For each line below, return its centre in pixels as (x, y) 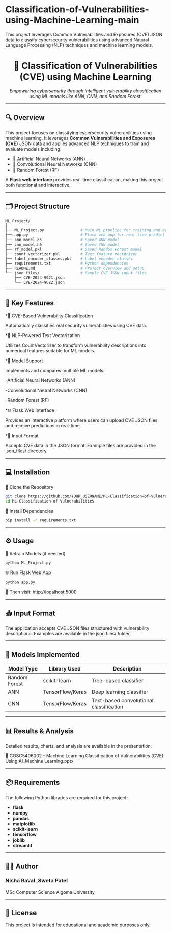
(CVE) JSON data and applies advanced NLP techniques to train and (77, 143)
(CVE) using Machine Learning (85, 77)
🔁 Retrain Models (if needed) (35, 553)
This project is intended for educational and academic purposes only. (78, 925)
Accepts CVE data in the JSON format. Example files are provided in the (81, 445)
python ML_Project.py (28, 563)
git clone (16, 496)
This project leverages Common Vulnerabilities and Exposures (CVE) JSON (84, 34)
